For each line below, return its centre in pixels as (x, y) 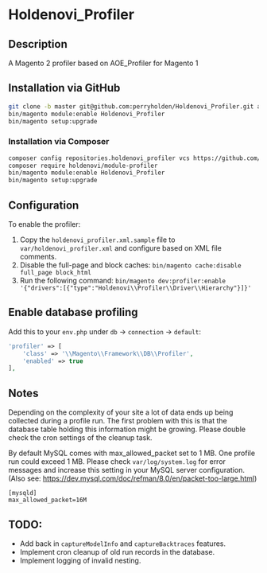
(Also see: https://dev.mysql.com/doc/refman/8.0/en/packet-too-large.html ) (133, 478)
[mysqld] (23, 493)
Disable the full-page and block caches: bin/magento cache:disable (130, 265)
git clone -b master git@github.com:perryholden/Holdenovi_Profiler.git (131, 106)
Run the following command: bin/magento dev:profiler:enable (123, 281)
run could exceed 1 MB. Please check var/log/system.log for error (117, 462)
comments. (38, 257)
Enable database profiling (73, 312)
